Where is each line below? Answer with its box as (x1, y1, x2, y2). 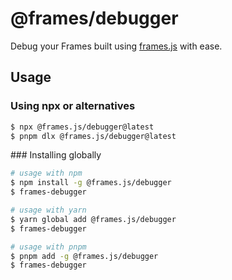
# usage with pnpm (10, 242, 87, 252)
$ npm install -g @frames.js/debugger (10, 178, 172, 188)
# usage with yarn (10, 205, 87, 215)
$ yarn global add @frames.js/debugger (10, 214, 177, 224)
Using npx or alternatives (10, 99, 136, 113)
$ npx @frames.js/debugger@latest (10, 122, 155, 132)
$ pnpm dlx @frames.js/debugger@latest (10, 131, 177, 141)
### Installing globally (10, 149, 102, 161)
